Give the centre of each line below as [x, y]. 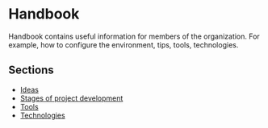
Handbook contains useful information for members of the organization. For [134, 36]
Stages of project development [71, 98]
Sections [31, 70]
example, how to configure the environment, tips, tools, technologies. [124, 44]
